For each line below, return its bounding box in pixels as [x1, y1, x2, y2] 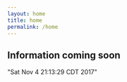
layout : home [7, 10, 46, 18]
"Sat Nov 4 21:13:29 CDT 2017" [7, 68, 97, 76]
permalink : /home [7, 23, 59, 30]
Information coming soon [7, 49, 121, 61]
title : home [7, 17, 42, 24]
